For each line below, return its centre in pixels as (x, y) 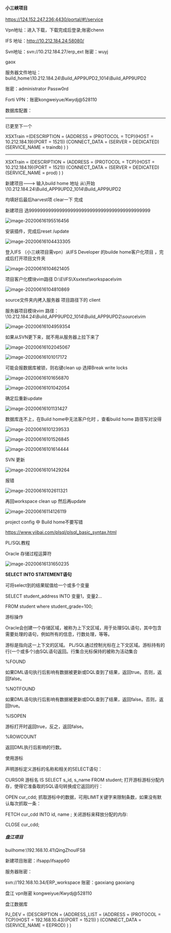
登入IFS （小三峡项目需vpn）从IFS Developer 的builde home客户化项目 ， (82, 252)
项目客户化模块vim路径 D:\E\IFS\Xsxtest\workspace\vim (64, 279)
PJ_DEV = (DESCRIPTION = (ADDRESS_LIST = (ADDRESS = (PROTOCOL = (83, 915)
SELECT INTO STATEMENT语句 (39, 575)
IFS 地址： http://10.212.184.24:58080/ (45, 41)
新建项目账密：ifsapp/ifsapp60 (37, 861)
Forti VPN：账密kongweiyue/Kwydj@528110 (51, 100)
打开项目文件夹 (30, 259)
